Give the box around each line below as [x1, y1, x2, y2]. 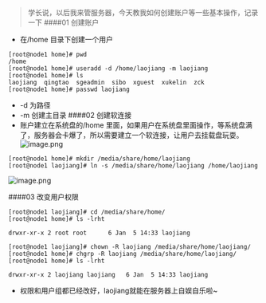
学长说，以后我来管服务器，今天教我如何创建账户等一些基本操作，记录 [27, 8, 259, 17]
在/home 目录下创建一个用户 [19, 35, 113, 44]
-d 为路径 [19, 100, 51, 110]
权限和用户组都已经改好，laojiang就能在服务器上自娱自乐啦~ [19, 286, 218, 295]
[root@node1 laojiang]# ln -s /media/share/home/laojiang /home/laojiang [8, 162, 259, 170]
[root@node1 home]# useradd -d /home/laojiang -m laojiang [8, 65, 209, 73]
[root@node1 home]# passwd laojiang [8, 85, 130, 93]
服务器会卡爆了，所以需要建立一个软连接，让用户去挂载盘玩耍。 [33, 131, 244, 140]
